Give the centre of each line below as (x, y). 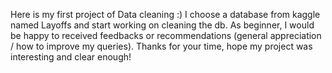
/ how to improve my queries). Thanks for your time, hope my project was (161, 46)
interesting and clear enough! (71, 57)
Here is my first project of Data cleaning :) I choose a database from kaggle (165, 14)
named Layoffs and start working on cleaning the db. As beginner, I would (162, 25)
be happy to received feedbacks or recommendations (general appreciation (166, 35)
